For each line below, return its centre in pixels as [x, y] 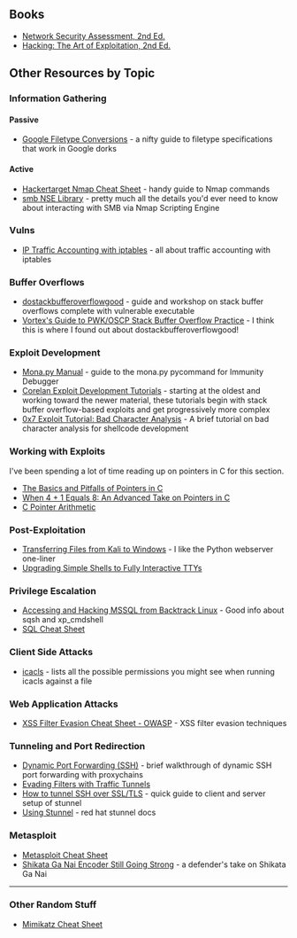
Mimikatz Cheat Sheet [62, 924]
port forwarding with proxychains [83, 775]
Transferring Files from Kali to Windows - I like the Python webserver [148, 550]
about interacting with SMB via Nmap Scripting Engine [121, 207]
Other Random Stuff [53, 905]
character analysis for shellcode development [105, 428]
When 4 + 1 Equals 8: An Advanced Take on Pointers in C [126, 497]
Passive [24, 120]
